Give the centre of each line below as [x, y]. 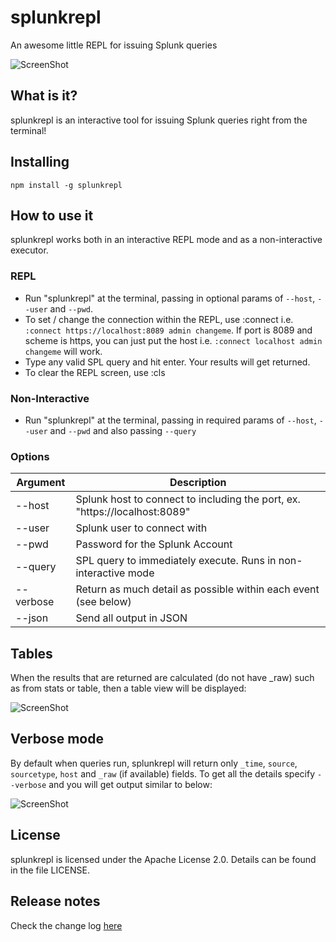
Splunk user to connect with [141, 528]
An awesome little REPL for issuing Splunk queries [114, 45]
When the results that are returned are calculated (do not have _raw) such [162, 678]
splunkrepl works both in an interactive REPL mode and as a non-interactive [166, 240]
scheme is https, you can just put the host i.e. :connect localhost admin [173, 340]
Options [30, 456]
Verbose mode [57, 739]
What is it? [44, 96]
